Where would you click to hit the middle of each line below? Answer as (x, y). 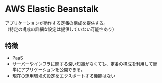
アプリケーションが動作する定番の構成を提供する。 (57, 23)
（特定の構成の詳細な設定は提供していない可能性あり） (61, 29)
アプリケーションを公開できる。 (53, 69)
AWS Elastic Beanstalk (52, 9)
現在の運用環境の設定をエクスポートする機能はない (64, 76)
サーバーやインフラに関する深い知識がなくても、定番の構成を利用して (82, 64)
